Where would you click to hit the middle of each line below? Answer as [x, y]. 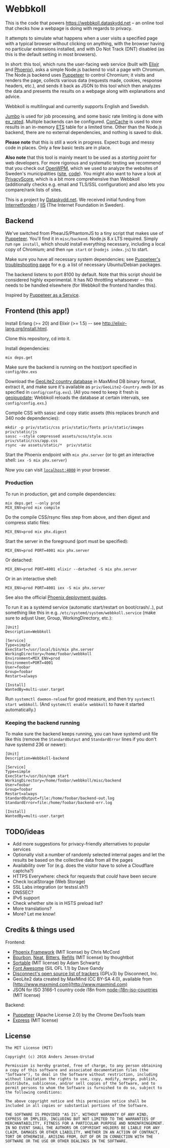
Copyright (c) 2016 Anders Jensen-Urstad [50, 1057]
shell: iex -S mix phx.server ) [36, 460]
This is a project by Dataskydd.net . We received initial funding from [75, 199]
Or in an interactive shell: [31, 579]
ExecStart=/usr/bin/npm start [37, 776]
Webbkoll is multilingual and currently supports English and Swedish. [77, 106]
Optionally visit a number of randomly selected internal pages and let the [89, 854]
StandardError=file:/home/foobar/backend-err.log [59, 803]
